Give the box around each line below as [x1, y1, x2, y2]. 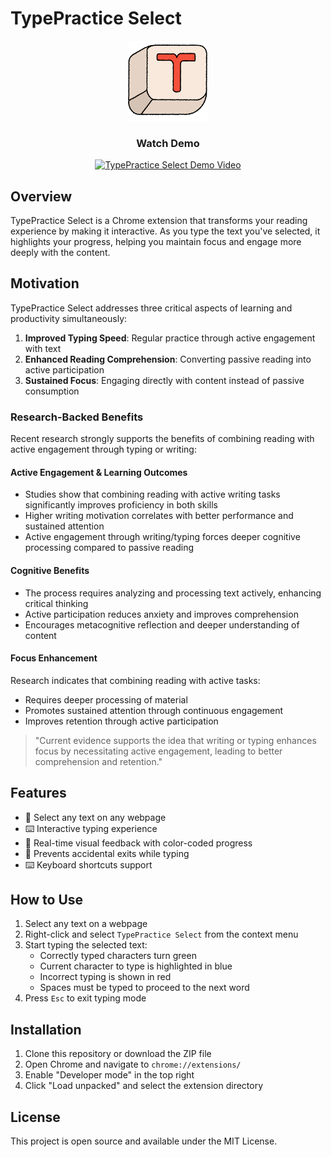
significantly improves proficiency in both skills [24, 499, 218, 511]
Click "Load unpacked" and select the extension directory [24, 1080, 264, 1092]
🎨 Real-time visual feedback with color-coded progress [24, 837, 253, 849]
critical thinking [24, 597, 89, 609]
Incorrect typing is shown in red [39, 971, 172, 983]
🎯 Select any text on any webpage [24, 811, 167, 823]
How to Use [10, 891, 84, 908]
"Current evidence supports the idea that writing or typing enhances [34, 734, 317, 746]
